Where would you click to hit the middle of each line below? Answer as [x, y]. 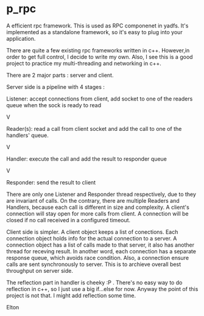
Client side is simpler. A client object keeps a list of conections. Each [92, 232]
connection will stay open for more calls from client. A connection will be [97, 213]
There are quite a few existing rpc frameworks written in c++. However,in [98, 50]
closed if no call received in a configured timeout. [69, 220]
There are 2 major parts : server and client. [60, 75]
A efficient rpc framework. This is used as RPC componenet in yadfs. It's [97, 26]
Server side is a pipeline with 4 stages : [56, 86]
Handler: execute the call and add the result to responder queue [87, 159]
